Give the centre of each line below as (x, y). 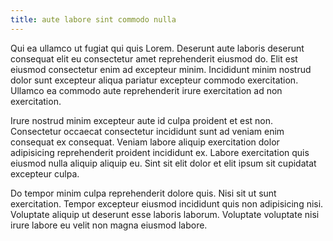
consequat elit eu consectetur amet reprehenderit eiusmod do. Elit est (154, 58)
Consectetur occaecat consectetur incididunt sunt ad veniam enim (147, 131)
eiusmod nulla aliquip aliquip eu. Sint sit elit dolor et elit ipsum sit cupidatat (163, 163)
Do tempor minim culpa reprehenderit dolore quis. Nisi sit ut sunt (143, 193)
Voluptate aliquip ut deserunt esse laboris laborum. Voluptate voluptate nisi (165, 214)
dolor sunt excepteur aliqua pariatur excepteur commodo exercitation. (154, 80)
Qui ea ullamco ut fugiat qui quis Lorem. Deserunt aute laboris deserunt (157, 48)
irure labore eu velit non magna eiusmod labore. (109, 225)
